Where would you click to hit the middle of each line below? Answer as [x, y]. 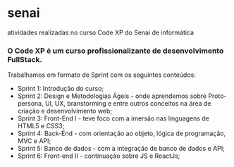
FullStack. [25, 59]
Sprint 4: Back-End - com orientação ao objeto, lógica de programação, [122, 134]
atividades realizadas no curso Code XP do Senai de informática [101, 32]
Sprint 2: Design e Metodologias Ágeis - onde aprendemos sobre [112, 96]
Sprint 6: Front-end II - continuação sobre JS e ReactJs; [99, 156]
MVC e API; [34, 141]
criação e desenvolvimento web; [65, 111]
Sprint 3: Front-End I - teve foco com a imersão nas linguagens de [113, 118]
